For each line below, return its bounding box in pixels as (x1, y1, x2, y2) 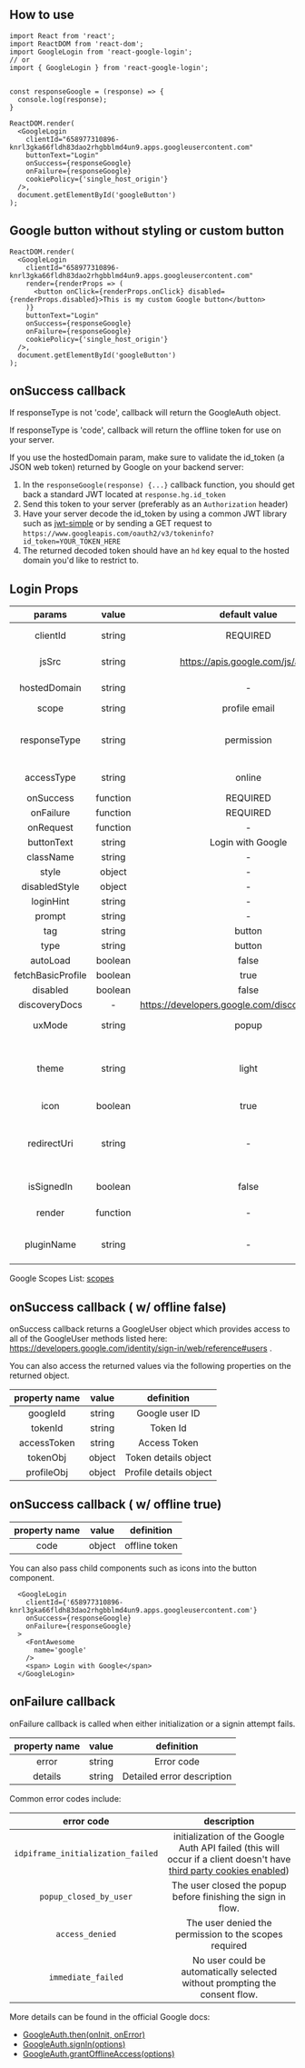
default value (219, 608, 279, 621)
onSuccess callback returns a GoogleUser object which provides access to (9, 1324, 290, 1334)
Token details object (125, 1452, 212, 1464)
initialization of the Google (173, 1830, 285, 1843)
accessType (25, 772, 76, 784)
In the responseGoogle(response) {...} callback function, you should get (22, 479, 295, 490)
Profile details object (123, 1466, 212, 1479)
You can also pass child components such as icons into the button (9, 1563, 257, 1573)
